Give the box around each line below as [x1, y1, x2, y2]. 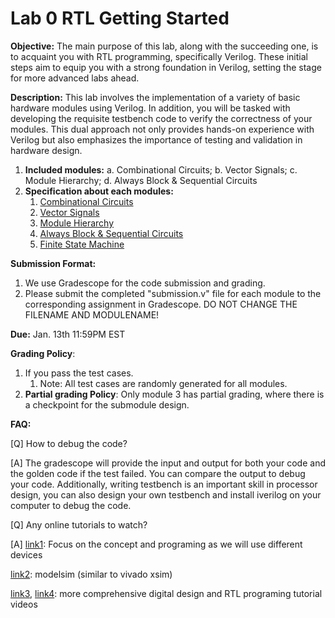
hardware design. [10, 144, 83, 156]
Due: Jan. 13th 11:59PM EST [10, 328, 126, 340]
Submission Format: [10, 257, 97, 269]
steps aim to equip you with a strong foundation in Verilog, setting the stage [10, 61, 322, 73]
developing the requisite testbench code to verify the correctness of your [10, 112, 313, 124]
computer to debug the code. [10, 499, 132, 511]
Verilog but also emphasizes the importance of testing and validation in [10, 133, 303, 146]
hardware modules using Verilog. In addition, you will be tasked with [10, 102, 291, 114]
